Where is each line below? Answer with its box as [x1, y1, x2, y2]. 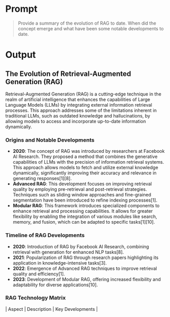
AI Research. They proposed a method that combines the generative [12, 153, 158, 160]
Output [5, 49, 36, 61]
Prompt [5, 3, 37, 15]
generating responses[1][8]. [12, 175, 72, 182]
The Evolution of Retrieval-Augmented [5, 69, 131, 78]
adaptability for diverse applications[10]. [12, 282, 99, 288]
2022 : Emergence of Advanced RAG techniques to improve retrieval [12, 265, 157, 271]
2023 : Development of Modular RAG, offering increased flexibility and [12, 276, 161, 282]
